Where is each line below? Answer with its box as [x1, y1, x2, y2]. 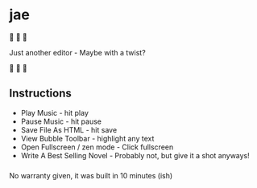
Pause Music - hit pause [20, 116, 102, 126]
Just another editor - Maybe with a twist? [9, 47, 146, 57]
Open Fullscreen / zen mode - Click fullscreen [20, 142, 174, 152]
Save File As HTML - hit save [20, 125, 118, 134]
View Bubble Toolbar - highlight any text [20, 133, 155, 143]
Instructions [9, 87, 72, 100]
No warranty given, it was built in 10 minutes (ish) [9, 170, 173, 180]
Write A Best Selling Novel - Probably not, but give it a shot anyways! [20, 150, 251, 160]
